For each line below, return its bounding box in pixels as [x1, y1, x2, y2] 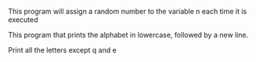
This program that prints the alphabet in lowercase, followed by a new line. [8, 31, 249, 39]
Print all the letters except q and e [8, 46, 117, 54]
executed [8, 15, 38, 24]
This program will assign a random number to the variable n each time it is [8, 7, 247, 16]
